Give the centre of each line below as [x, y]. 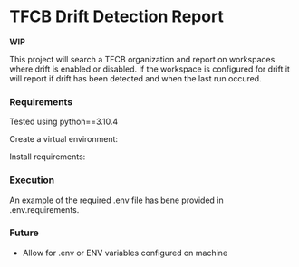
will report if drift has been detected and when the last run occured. [135, 78]
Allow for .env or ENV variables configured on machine [125, 253]
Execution [32, 180]
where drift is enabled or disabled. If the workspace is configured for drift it [149, 69]
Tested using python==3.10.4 [64, 122]
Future [24, 233]
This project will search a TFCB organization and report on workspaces [142, 59]
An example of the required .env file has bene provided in [116, 200]
